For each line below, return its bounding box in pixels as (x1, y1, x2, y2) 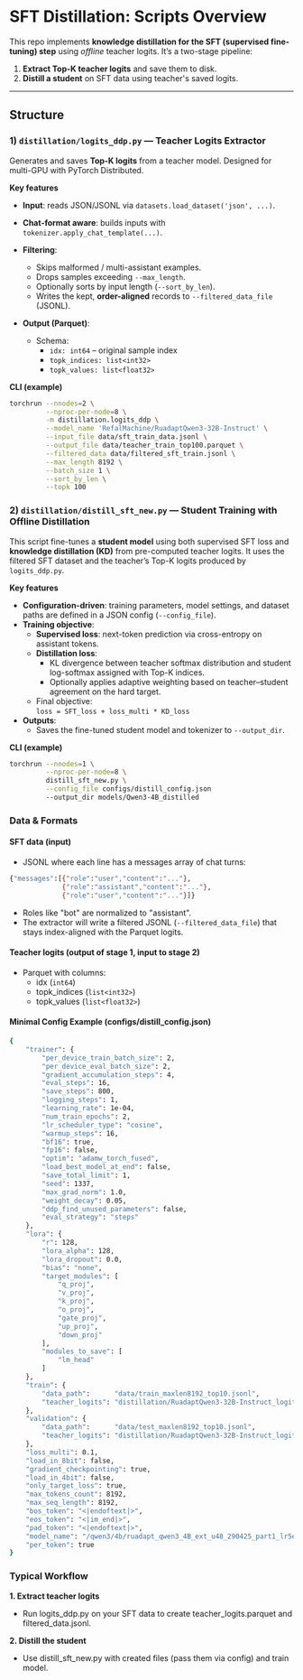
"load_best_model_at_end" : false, (41, 1163, 171, 1172)
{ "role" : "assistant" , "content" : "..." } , (61, 882, 212, 891)
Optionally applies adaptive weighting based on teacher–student (49, 676, 289, 687)
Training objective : (22, 618, 95, 629)
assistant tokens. (35, 638, 99, 649)
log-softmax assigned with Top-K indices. (49, 666, 206, 678)
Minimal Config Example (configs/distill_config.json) (9, 1016, 212, 1027)
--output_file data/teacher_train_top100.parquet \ (45, 441, 244, 450)
